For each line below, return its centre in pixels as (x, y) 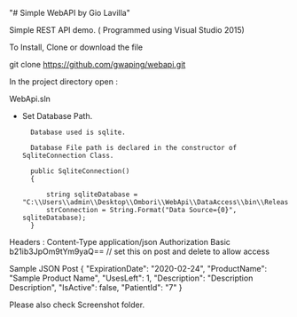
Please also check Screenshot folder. (77, 305)
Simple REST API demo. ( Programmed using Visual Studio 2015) (127, 30)
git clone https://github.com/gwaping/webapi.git (98, 64)
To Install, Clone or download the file (76, 47)
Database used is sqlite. (78, 132)
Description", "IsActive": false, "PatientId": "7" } (96, 287)
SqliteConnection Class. (68, 155)
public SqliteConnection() (80, 171)
